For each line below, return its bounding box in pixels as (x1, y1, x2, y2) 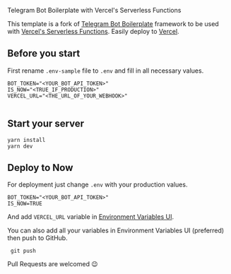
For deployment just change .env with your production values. (7, 180, 188, 189)
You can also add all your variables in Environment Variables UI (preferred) (7, 226, 225, 235)
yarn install (7, 136, 46, 143)
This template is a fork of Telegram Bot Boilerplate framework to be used (7, 20, 219, 28)
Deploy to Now (7, 162, 73, 174)
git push (10, 247, 37, 255)
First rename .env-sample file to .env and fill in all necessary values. (7, 66, 204, 75)
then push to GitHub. (7, 234, 69, 242)
